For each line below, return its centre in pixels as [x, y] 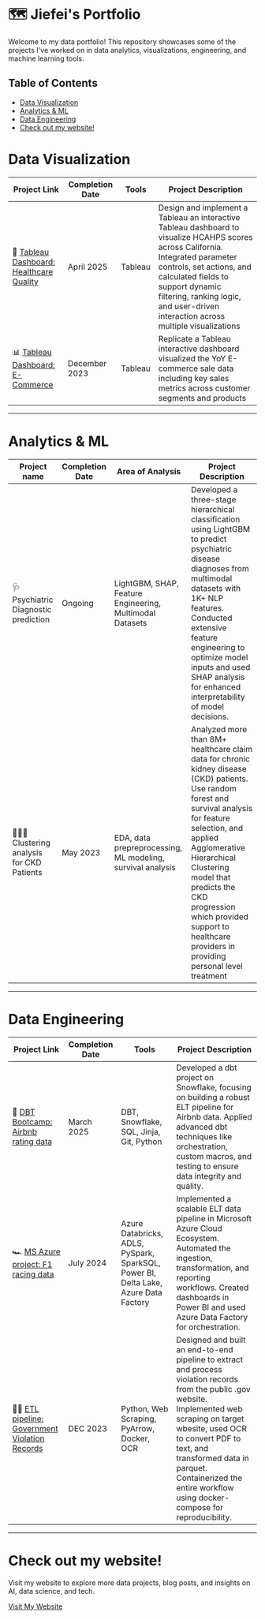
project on [195, 1077]
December [87, 363]
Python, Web [145, 1408]
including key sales [194, 378]
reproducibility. [204, 1517]
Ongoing [78, 603]
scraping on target [210, 1419]
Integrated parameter [198, 256]
